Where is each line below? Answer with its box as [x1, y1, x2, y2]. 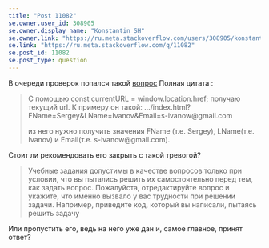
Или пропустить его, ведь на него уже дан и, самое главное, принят [8, 223, 243, 233]
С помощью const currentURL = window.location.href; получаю [27, 94, 241, 103]
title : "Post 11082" [8, 11, 78, 20]
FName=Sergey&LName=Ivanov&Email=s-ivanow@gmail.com [27, 110, 233, 120]
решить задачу [27, 208, 80, 218]
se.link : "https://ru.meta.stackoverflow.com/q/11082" [8, 42, 195, 50]
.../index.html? [143, 102, 191, 112]
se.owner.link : [8, 34, 59, 42]
